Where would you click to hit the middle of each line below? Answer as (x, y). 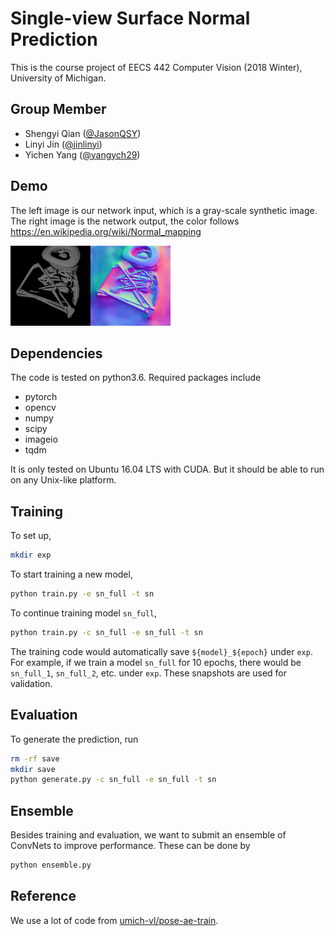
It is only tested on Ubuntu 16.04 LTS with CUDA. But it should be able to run (167, 469)
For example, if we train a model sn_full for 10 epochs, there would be (156, 662)
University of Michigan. (58, 78)
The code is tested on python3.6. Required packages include (136, 378)
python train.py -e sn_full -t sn (82, 594)
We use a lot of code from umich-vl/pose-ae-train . (114, 920)
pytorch (41, 397)
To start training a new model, (71, 574)
